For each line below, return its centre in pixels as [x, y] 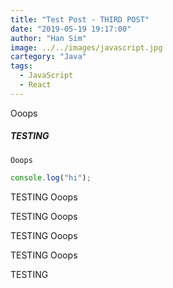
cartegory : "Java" [48, 57]
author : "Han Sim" [48, 38]
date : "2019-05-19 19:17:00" [71, 29]
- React [35, 85]
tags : [21, 66]
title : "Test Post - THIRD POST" [80, 19]
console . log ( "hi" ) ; [51, 177]
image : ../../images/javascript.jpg [86, 47]
